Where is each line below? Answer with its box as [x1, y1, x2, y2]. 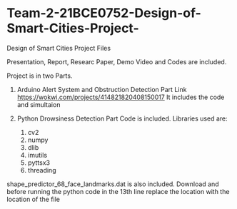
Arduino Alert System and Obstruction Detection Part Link [16, 85, 187, 93]
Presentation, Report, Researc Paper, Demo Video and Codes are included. [6, 57, 227, 66]
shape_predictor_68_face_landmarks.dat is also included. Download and [6, 180, 219, 188]
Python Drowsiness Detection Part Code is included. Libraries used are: [16, 114, 228, 123]
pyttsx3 [27, 158, 51, 167]
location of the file [6, 195, 60, 203]
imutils [27, 151, 48, 159]
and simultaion [16, 100, 61, 108]
